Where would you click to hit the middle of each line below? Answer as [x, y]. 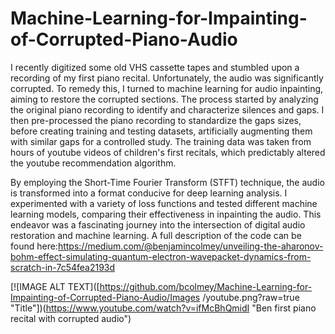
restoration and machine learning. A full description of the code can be [156, 235]
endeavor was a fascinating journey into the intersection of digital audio [158, 224]
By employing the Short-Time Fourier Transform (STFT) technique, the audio [167, 182]
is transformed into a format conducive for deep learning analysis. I [149, 193]
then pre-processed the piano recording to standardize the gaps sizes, [156, 120]
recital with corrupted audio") [71, 318]
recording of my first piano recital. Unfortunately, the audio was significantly [167, 78]
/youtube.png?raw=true [251, 297]
